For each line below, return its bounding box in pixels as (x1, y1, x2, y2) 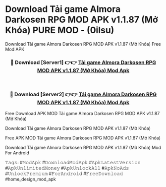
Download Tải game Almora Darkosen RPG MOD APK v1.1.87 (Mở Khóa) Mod (5, 144, 161, 150)
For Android (5, 150, 30, 156)
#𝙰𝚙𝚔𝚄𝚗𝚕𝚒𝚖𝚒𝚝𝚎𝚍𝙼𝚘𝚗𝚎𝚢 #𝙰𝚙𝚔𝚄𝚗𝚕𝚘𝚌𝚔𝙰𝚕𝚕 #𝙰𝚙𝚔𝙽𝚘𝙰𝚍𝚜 (5, 165, 129, 171)
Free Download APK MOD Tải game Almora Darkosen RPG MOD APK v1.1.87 (5, 110, 160, 116)
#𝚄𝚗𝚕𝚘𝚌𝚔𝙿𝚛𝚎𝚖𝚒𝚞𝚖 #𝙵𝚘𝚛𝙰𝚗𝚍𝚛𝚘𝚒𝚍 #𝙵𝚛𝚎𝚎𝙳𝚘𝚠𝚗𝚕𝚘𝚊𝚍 (5, 170, 123, 177)
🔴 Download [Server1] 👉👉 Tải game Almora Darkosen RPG (10, 59, 157, 65)
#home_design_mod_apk (5, 176, 56, 182)
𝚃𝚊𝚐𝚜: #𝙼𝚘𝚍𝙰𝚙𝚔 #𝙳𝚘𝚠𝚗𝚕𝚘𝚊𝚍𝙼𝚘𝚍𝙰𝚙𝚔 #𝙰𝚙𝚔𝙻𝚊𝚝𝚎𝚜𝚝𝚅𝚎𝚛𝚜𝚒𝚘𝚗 (5, 159, 141, 165)
